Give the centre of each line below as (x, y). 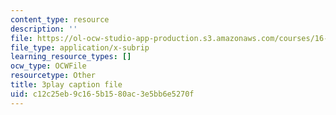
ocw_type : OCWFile (48, 66)
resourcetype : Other (53, 76)
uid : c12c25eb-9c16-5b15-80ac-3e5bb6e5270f (102, 94)
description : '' (44, 29)
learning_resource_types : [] (71, 57)
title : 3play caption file (66, 85)
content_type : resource (60, 19)
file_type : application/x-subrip (80, 47)
